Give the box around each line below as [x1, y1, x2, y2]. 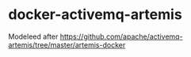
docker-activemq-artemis [8, 6, 182, 24]
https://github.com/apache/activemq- [59, 32, 184, 41]
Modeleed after [8, 32, 59, 41]
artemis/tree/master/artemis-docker [8, 40, 126, 49]
